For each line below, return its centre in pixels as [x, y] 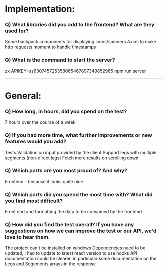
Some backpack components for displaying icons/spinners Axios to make [81, 42]
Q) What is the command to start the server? [60, 60]
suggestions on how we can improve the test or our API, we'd [81, 231]
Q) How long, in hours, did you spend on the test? [66, 111]
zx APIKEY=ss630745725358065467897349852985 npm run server [76, 71]
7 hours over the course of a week [40, 122]
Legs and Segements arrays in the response [51, 264]
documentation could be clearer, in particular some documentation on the [81, 259]
